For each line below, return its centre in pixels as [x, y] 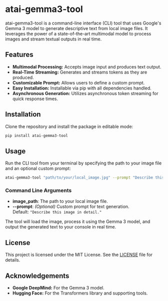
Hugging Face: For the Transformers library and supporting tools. [80, 293]
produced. [23, 77]
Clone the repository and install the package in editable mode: [69, 126]
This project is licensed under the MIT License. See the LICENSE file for [79, 255]
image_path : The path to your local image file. [60, 201]
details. [13, 260]
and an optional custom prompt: [38, 168]
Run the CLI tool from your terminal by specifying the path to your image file [83, 163]
